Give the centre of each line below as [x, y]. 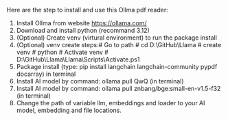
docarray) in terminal [46, 74]
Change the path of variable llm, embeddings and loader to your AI [111, 103]
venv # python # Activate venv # [62, 52]
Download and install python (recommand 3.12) [83, 30]
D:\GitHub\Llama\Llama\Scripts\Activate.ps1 [78, 59]
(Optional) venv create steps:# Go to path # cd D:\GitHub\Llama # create [119, 45]
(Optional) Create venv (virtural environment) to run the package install [117, 38]
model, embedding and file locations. [69, 110]
